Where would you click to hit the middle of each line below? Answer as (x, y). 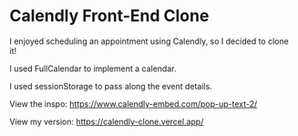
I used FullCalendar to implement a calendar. (93, 68)
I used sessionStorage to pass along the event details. (111, 86)
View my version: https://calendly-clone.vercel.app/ (107, 121)
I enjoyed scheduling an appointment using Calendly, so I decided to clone (149, 41)
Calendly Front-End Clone (109, 16)
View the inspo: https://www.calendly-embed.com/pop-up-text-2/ (134, 104)
